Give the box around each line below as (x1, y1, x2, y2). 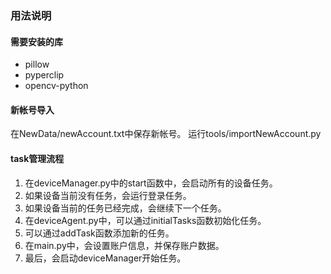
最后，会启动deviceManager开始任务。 (24, 252, 187, 264)
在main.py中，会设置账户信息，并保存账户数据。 (24, 239, 225, 251)
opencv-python (24, 80, 89, 92)
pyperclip (24, 69, 65, 81)
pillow (24, 58, 50, 71)
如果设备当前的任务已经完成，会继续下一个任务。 (24, 202, 227, 214)
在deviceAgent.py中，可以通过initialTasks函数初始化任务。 (24, 214, 267, 226)
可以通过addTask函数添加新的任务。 (24, 227, 175, 239)
